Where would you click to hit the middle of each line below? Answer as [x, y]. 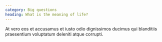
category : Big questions [31, 10]
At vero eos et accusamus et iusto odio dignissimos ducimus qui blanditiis [81, 28]
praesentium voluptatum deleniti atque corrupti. [54, 34]
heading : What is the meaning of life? [47, 14]
